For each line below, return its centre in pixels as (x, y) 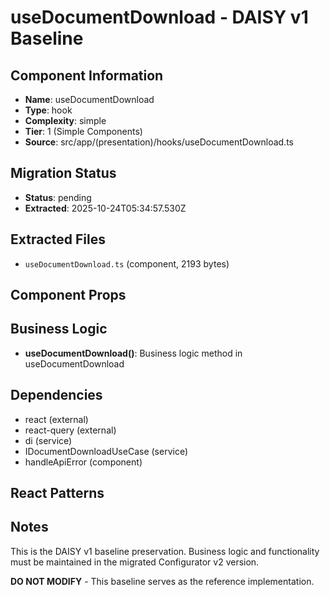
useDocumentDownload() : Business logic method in (133, 353)
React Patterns (57, 493)
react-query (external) (70, 430)
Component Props (68, 295)
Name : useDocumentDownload (89, 99)
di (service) (48, 440)
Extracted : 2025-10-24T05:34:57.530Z (105, 208)
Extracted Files (58, 239)
